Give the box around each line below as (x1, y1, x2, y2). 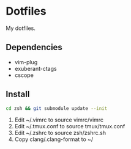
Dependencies (6, 42, 62, 53)
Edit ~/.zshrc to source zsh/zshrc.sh (14, 129, 107, 137)
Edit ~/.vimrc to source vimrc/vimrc (14, 116, 104, 123)
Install (6, 89, 30, 100)
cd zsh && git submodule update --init (6, 105, 108, 111)
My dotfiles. (6, 24, 36, 32)
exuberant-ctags (14, 65, 57, 72)
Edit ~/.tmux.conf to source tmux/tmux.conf (14, 123, 125, 130)
